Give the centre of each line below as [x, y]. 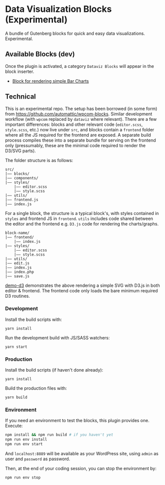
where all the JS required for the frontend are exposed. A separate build [78, 135]
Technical [20, 97]
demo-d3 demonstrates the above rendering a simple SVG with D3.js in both [82, 285]
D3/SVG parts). [20, 151]
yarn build [16, 397]
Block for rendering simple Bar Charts [50, 81]
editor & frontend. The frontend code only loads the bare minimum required [82, 290]
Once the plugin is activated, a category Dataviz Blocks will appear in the [80, 66]
